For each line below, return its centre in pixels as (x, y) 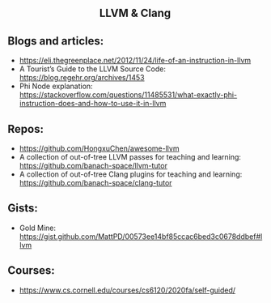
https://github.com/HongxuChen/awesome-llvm (99, 148)
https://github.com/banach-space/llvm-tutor (93, 166)
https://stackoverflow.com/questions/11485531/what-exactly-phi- (128, 95)
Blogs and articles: (56, 41)
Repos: (25, 129)
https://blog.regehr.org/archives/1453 (82, 78)
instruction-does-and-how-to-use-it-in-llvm (93, 104)
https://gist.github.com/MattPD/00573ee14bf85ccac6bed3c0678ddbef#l (141, 236)
